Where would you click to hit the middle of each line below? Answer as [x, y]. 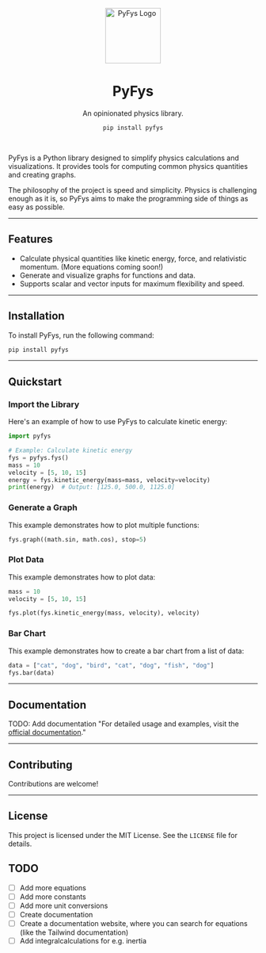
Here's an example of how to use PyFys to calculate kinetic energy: [118, 422]
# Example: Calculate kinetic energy [70, 450]
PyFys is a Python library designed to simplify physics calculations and [124, 158]
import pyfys [30, 436]
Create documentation [56, 914]
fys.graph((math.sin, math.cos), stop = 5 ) [78, 539]
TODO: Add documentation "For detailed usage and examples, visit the [123, 724]
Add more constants [53, 897]
